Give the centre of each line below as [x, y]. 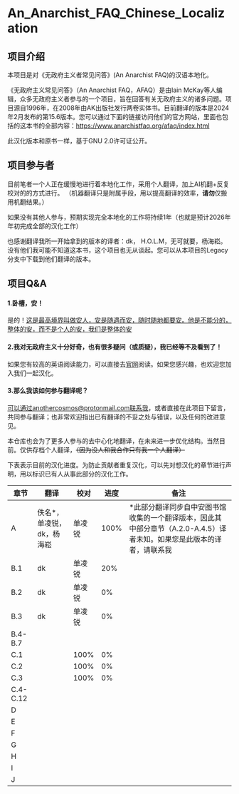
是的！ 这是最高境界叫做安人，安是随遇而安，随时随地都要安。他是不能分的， [119, 320]
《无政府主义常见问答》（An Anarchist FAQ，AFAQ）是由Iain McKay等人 [112, 90]
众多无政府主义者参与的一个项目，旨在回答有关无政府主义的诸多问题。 [122, 99]
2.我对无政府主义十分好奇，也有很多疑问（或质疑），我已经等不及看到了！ [115, 347]
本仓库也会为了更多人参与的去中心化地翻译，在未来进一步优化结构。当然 [113, 441]
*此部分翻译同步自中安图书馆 [178, 507]
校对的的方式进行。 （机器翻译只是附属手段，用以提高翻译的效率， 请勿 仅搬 [117, 193]
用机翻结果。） [28, 202]
